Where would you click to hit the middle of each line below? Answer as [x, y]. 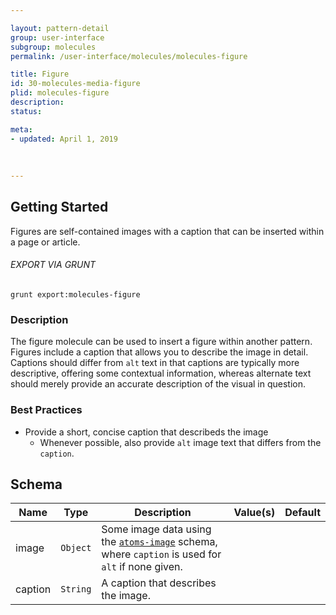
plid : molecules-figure [60, 93]
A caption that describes [159, 583]
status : [26, 111]
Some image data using [156, 529]
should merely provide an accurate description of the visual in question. [158, 384]
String [76, 589]
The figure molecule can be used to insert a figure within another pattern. [161, 342]
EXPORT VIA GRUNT [53, 265]
